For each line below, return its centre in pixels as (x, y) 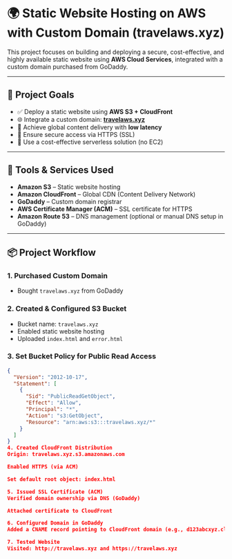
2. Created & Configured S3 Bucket (67, 309)
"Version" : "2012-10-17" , (51, 377)
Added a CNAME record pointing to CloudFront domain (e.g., (96, 530)
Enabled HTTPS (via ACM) (43, 467)
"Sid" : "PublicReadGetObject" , (70, 396)
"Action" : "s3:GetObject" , (64, 416)
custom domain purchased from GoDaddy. (68, 66)
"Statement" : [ (35, 384)
